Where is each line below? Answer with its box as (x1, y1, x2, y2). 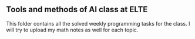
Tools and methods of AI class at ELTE (6, 5, 148, 15)
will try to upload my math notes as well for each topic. (6, 26, 139, 33)
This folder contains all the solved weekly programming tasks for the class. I (6, 20, 190, 27)
